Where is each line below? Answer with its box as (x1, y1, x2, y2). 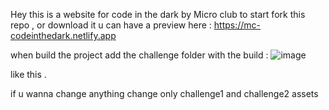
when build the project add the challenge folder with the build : (10, 49, 269, 61)
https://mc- (213, 19, 262, 31)
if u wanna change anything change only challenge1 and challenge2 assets (10, 88, 319, 99)
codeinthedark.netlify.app (10, 30, 117, 41)
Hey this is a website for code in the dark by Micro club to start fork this (10, 9, 306, 20)
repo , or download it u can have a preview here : (10, 19, 212, 31)
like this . (10, 69, 47, 80)
